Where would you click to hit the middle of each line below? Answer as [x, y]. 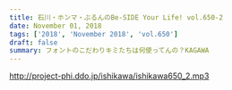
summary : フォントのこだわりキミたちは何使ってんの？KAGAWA [109, 51]
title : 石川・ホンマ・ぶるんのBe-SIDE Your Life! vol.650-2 [116, 17]
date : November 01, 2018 [56, 26]
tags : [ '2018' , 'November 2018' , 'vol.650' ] [94, 34]
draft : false [34, 42]
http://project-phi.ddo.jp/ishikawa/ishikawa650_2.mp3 [109, 76]
